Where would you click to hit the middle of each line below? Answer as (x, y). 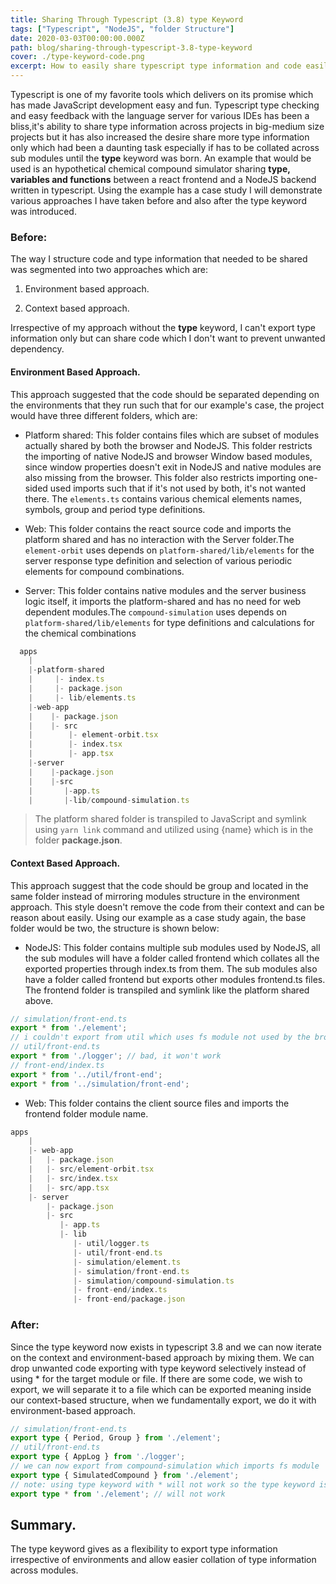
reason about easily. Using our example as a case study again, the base (158, 917)
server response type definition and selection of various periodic (158, 560)
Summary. (43, 1524)
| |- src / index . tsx (73, 1178)
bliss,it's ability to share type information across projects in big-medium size (167, 126)
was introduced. (43, 211)
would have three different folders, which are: (104, 415)
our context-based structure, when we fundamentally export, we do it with (163, 1400)
